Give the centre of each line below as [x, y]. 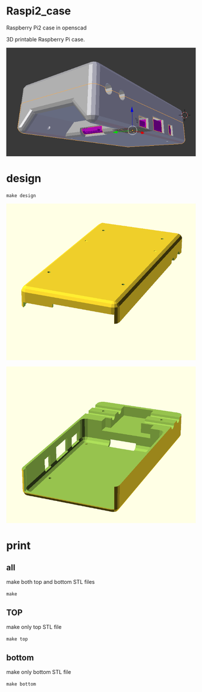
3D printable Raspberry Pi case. [46, 39]
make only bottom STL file [39, 672]
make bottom [21, 684]
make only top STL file [34, 627]
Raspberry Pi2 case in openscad [47, 28]
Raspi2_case [38, 11]
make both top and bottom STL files [50, 582]
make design [21, 196]
